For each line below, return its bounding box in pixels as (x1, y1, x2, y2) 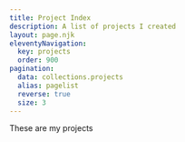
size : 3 (17, 97, 47, 107)
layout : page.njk (9, 30, 75, 39)
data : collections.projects (17, 73, 124, 82)
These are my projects (9, 123, 93, 134)
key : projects (17, 47, 71, 56)
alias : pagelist (17, 81, 79, 90)
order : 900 (17, 56, 59, 65)
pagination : (9, 65, 54, 74)
